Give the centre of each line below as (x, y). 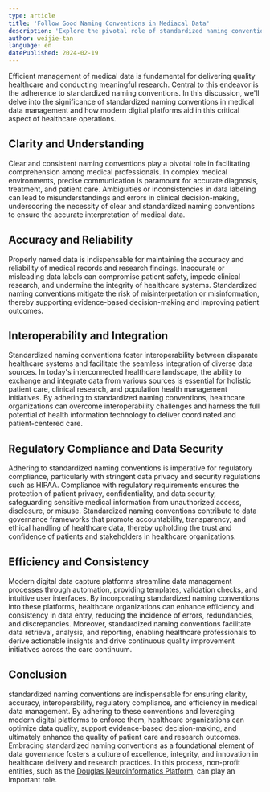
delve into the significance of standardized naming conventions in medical (131, 102)
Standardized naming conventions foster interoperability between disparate (133, 355)
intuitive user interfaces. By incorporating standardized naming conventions (134, 598)
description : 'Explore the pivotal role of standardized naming (118, 31)
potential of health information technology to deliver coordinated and (123, 415)
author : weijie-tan (41, 38)
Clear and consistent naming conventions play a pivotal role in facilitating (129, 163)
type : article (32, 16)
